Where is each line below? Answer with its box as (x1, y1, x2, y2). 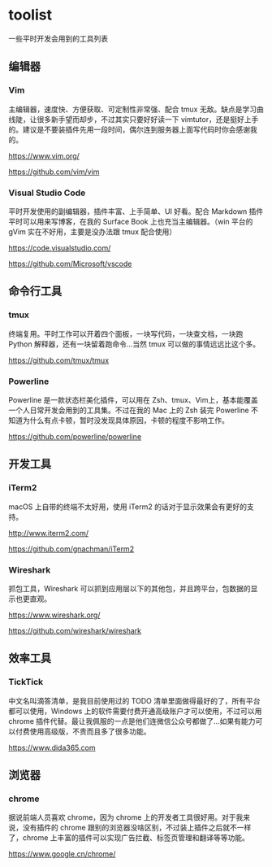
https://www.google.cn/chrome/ (8, 849, 116, 859)
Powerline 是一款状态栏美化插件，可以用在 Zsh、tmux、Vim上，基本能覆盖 (8, 394, 258, 404)
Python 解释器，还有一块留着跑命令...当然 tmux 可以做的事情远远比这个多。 (8, 339, 261, 349)
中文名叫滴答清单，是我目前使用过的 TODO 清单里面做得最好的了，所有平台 (8, 695, 261, 705)
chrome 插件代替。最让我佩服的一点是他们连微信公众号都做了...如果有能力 (8, 716, 256, 725)
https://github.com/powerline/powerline (8, 431, 142, 441)
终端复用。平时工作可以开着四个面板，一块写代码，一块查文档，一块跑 (8, 329, 244, 338)
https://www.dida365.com (8, 743, 96, 752)
